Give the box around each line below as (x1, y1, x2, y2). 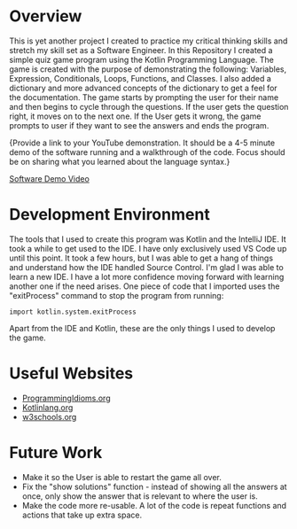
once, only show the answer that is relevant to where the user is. (21, 490, 259, 502)
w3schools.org (21, 411, 77, 422)
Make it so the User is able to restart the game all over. (21, 471, 222, 482)
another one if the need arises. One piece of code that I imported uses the (9, 281, 280, 292)
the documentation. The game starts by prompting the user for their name (9, 91, 279, 103)
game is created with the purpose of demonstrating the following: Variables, (9, 64, 287, 74)
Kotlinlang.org (21, 401, 74, 413)
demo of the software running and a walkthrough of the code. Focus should (9, 146, 285, 157)
